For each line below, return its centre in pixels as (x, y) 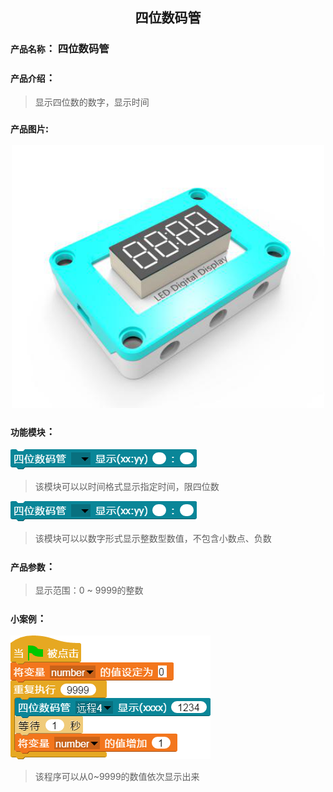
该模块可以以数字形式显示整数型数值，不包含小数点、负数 (153, 538)
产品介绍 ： (33, 78)
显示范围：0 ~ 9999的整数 (89, 590)
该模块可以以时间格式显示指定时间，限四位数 (127, 486)
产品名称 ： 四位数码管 (60, 49)
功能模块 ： (33, 432)
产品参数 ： (33, 566)
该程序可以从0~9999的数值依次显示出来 (117, 777)
